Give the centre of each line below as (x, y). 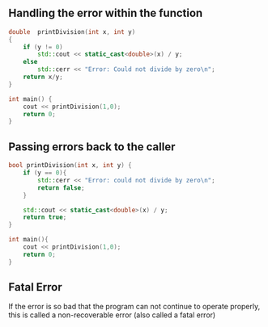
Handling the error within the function (106, 13)
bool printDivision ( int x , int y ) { (70, 166)
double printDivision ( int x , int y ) (72, 31)
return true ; (45, 217)
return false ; (61, 188)
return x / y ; (43, 77)
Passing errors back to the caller (92, 147)
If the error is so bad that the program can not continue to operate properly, (134, 307)
